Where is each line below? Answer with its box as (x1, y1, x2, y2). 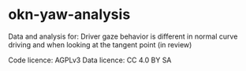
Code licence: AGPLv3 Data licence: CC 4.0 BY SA (8, 55, 172, 65)
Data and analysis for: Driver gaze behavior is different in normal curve (8, 32, 238, 41)
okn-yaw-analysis (8, 6, 131, 24)
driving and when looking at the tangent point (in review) (8, 39, 192, 49)
